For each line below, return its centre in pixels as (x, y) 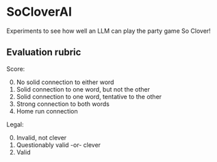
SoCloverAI (39, 12)
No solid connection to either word (65, 82)
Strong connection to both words (63, 104)
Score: (16, 68)
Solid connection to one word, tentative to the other (89, 96)
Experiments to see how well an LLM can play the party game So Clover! (109, 31)
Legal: (15, 124)
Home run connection (47, 111)
